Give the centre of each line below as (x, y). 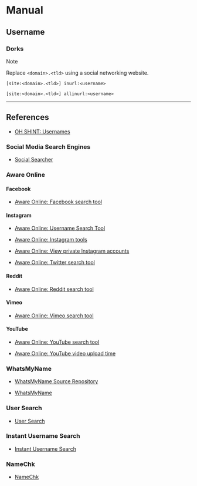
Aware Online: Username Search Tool (60, 228)
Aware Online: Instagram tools (51, 240)
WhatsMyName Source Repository (56, 381)
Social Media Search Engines (48, 146)
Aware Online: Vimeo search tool (54, 316)
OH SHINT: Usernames (42, 131)
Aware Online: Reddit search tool (54, 289)
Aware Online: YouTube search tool (57, 342)
